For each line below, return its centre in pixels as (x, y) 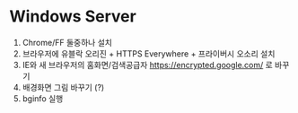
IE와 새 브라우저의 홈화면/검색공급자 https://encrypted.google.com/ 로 (148, 65)
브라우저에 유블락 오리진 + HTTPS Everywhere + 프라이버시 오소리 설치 (149, 53)
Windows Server (73, 17)
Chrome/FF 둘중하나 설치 (67, 42)
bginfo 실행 (43, 98)
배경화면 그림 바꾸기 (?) (63, 87)
